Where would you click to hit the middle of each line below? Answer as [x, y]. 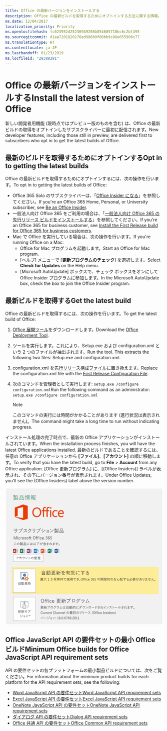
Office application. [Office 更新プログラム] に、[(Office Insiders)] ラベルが [81, 469]
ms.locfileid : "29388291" [32, 58]
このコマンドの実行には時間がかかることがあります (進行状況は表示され [86, 415]
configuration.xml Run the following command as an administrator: [81, 390]
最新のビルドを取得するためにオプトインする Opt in [84, 158]
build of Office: [20, 320]
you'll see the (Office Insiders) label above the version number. [70, 481]
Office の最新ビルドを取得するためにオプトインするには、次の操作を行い [80, 179]
